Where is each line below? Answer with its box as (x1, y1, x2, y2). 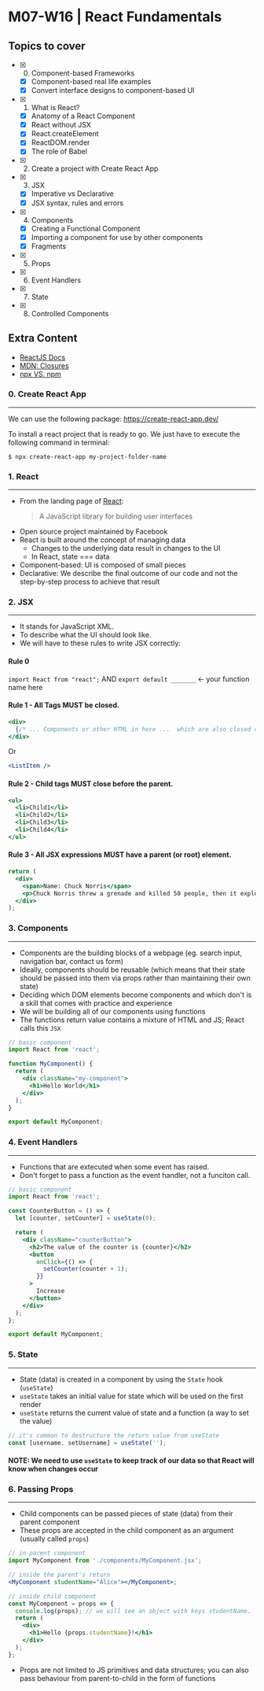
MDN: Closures (19, 360, 69, 370)
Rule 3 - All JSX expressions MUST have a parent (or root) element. (8, 850, 232, 859)
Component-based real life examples (31, 77, 152, 86)
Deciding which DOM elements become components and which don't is (19, 990, 252, 999)
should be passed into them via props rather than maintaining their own (19, 973, 251, 983)
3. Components (8, 923, 68, 934)
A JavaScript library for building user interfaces (38, 511, 193, 521)
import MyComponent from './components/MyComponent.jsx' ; (8, 1556, 202, 1565)
